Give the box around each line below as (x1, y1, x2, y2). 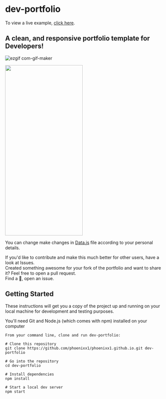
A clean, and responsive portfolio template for (5, 34, 150, 43)
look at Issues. (5, 259, 35, 266)
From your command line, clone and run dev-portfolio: (5, 333, 121, 338)
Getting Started (5, 290, 54, 298)
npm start (5, 389, 26, 394)
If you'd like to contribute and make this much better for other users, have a (5, 254, 160, 260)
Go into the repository (9, 358, 58, 364)
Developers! (5, 42, 44, 51)
